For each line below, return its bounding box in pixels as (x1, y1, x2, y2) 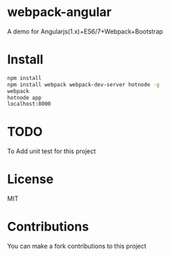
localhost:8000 (7, 100, 51, 108)
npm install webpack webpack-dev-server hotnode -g (7, 81, 160, 88)
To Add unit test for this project (7, 147, 96, 155)
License (7, 171, 54, 187)
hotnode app (7, 94, 42, 101)
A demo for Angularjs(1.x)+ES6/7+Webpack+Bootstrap (7, 27, 163, 36)
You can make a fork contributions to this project (7, 242, 147, 251)
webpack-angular (7, 4, 112, 20)
